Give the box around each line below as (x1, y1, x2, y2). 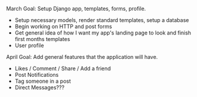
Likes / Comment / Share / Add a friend (14, 65, 111, 72)
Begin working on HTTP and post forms (14, 23, 112, 30)
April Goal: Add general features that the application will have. (6, 54, 158, 60)
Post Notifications (14, 71, 59, 78)
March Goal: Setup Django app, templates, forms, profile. (6, 5, 146, 12)
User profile (14, 42, 45, 49)
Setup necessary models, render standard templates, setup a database (14, 17, 189, 23)
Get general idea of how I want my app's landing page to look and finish (14, 29, 192, 36)
